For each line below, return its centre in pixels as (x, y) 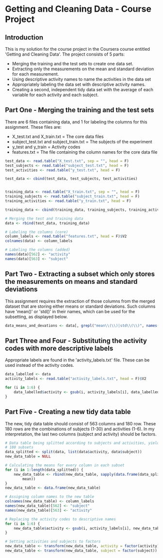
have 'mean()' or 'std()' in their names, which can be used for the (70, 311)
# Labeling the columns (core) (37, 232)
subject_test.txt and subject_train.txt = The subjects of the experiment (82, 141)
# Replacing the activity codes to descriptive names (61, 519)
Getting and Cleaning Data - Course (78, 9)
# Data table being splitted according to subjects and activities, (76, 443)
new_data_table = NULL (28, 457)
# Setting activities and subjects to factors (53, 542)
